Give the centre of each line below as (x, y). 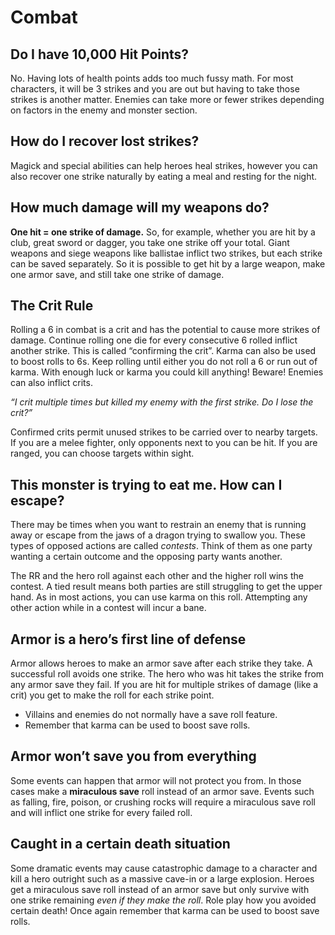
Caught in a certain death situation (120, 844)
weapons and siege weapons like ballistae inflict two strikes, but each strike (166, 253)
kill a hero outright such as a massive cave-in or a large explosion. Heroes (162, 878)
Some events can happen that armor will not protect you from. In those (156, 780)
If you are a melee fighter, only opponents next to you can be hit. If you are (164, 443)
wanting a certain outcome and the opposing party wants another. (146, 557)
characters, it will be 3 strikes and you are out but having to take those (155, 89)
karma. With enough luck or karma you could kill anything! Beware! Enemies (167, 372)
